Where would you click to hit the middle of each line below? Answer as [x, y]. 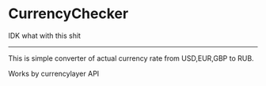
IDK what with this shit [45, 36]
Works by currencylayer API [54, 73]
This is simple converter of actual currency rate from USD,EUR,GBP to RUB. [131, 58]
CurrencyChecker [68, 14]
